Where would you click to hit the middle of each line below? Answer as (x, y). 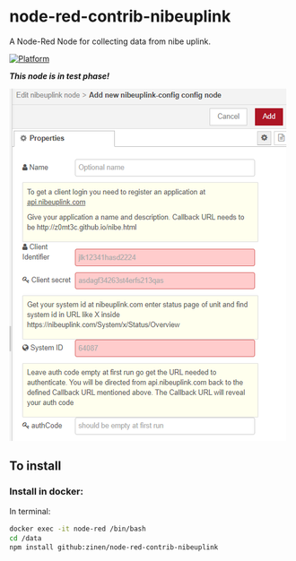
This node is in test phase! (60, 76)
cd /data (26, 538)
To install (35, 466)
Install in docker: (46, 492)
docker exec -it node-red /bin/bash (78, 529)
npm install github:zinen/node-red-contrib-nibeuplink (114, 548)
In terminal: (30, 511)
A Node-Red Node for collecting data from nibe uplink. (110, 41)
